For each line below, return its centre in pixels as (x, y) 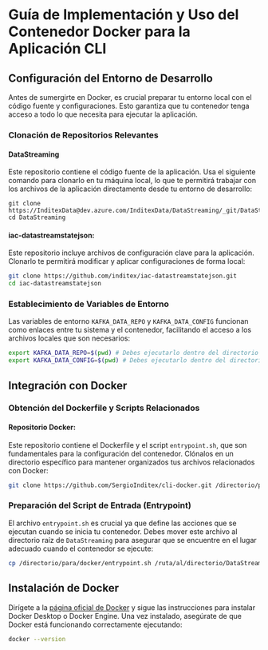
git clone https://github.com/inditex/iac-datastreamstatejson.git (123, 276)
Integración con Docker (68, 385)
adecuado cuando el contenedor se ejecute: (81, 548)
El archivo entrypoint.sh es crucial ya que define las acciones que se (122, 523)
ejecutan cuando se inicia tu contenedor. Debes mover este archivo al (123, 531)
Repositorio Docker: (42, 427)
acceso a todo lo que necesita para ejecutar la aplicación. (103, 114)
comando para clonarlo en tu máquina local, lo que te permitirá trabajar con (132, 181)
